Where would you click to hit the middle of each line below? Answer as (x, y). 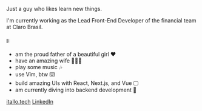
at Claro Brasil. (25, 27)
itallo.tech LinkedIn (30, 102)
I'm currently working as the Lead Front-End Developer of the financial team (101, 20)
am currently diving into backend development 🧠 (76, 90)
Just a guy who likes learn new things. (54, 9)
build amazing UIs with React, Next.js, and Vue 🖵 (77, 83)
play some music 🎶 (39, 67)
